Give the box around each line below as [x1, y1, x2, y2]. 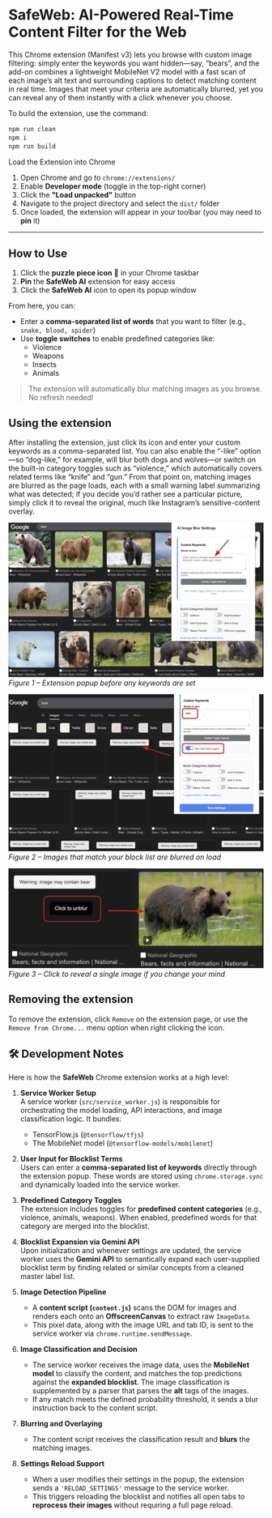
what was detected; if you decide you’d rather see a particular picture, [8, 489, 243, 499]
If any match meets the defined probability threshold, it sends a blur [32, 1395, 259, 1405]
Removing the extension [8, 992, 134, 1006]
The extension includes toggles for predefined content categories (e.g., [19, 1205, 263, 1214]
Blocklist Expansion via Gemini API [19, 1237, 140, 1247]
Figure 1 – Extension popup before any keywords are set [8, 678, 196, 688]
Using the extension [8, 416, 112, 430]
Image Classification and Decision [19, 1345, 138, 1354]
